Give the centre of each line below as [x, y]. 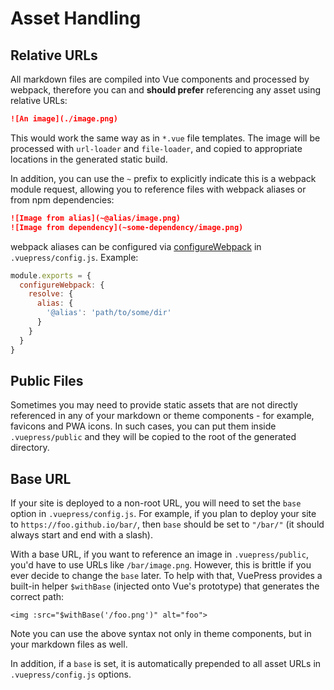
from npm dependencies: [62, 199]
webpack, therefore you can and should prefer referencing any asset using [166, 90]
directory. [30, 448]
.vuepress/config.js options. [71, 674]
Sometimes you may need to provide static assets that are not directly [154, 405]
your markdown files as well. [69, 644]
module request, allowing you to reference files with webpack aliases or [158, 189]
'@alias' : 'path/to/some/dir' [109, 313]
